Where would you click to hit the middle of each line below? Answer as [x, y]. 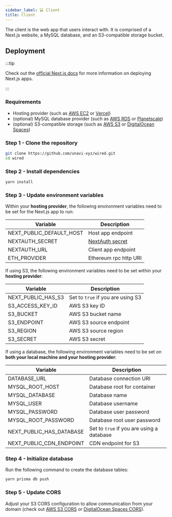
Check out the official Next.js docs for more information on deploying [78, 73]
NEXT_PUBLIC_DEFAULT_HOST [46, 233]
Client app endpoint [112, 250]
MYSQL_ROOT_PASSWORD [41, 420]
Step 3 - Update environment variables [55, 195]
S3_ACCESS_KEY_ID [33, 306]
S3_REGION [22, 331]
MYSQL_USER [25, 404]
